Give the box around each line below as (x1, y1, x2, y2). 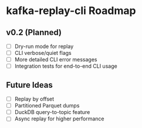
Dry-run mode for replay (14, 43, 74, 50)
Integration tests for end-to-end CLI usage (14, 63, 117, 70)
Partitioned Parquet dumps (14, 102, 80, 109)
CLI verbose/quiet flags (14, 50, 72, 57)
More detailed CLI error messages (14, 56, 97, 63)
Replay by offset (14, 95, 55, 103)
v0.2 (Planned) (6, 27, 62, 37)
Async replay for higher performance (14, 115, 104, 122)
